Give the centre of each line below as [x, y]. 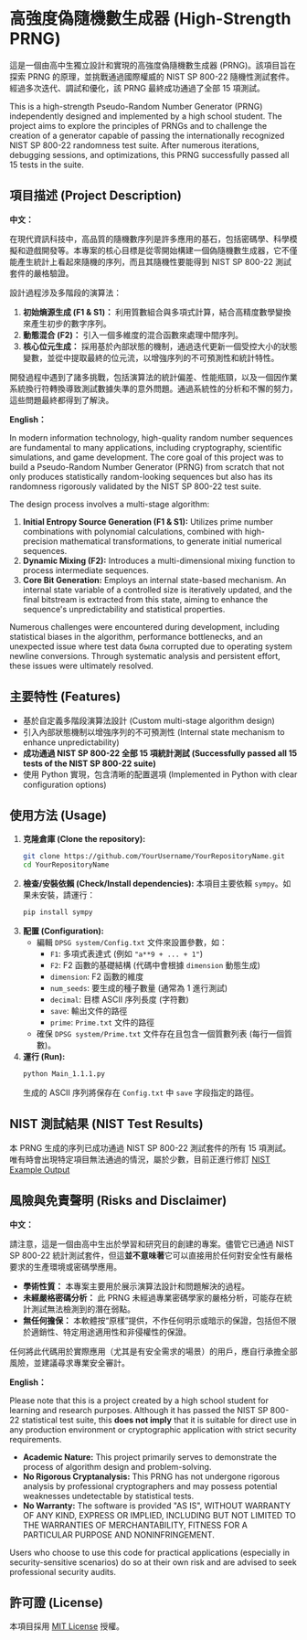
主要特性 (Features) [65, 697]
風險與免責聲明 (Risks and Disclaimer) [118, 1201]
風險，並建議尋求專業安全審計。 [69, 1362]
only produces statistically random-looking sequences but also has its [141, 476]
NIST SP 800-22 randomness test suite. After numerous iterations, [134, 145]
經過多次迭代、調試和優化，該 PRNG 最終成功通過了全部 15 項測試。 [137, 88]
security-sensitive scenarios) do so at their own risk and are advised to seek [153, 1562]
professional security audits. [63, 1571]
